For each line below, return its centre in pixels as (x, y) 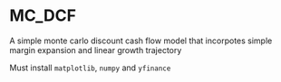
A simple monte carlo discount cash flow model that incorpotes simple (141, 41)
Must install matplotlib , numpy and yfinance (90, 68)
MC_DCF (43, 16)
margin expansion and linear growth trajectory (96, 50)
